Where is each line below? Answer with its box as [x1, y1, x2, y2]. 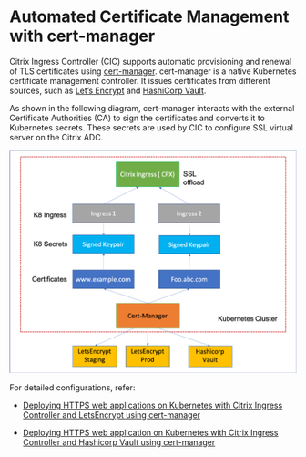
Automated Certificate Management [9, 6, 290, 27]
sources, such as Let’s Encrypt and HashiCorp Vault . [9, 85, 207, 96]
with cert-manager [9, 26, 156, 47]
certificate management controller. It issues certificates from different [9, 75, 270, 86]
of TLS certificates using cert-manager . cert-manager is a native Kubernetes [9, 66, 297, 77]
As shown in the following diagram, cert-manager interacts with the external [9, 102, 295, 113]
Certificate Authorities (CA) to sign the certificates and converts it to [9, 112, 266, 123]
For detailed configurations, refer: [9, 381, 136, 393]
